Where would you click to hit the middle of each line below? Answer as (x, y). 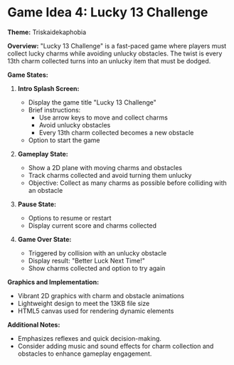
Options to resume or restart (70, 218)
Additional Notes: (34, 324)
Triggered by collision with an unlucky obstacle (97, 253)
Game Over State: (44, 239)
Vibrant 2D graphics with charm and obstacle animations (101, 295)
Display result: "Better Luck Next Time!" (87, 260)
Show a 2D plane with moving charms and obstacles (105, 167)
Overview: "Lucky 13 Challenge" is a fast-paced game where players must (117, 46)
